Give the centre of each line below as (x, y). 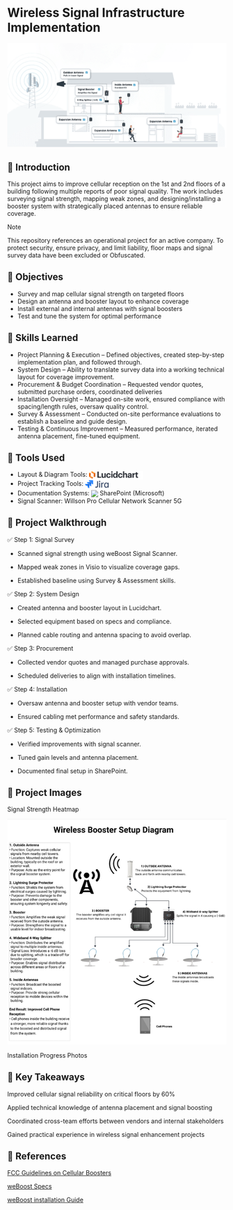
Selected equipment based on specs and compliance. (94, 621)
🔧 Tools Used (36, 458)
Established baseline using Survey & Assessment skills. (96, 580)
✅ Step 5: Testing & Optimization (54, 730)
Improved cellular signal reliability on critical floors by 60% (91, 1094)
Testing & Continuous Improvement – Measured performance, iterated (117, 429)
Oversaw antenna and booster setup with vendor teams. (98, 703)
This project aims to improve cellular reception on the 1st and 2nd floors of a (116, 184)
